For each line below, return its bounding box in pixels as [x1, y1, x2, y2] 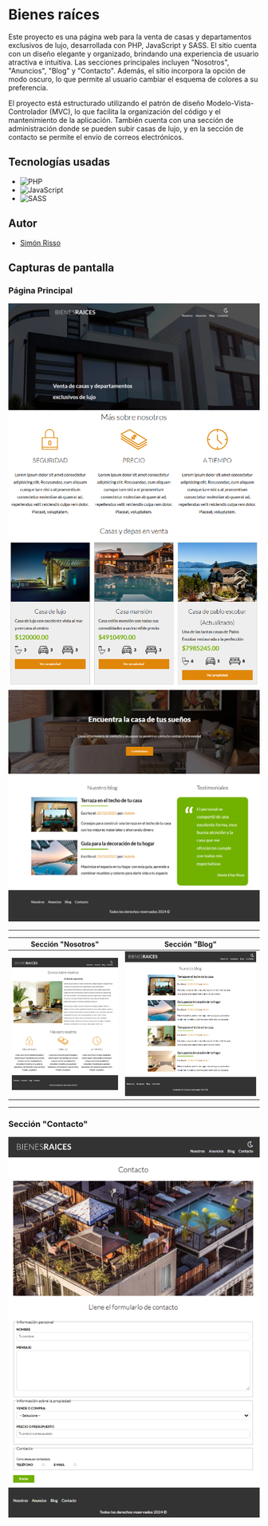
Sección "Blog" [164, 939, 217, 949]
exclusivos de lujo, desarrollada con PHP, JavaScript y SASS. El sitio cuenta [8, 40, 257, 49]
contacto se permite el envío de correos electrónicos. [8, 132, 184, 141]
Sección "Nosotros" [30, 939, 100, 949]
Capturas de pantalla [8, 261, 114, 275]
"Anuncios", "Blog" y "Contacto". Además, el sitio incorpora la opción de [8, 65, 246, 75]
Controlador [8, 106, 48, 117]
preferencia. [8, 82, 49, 93]
